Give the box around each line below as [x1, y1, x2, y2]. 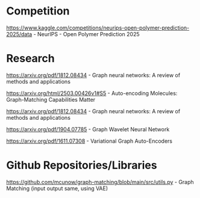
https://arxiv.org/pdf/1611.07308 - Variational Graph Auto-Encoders [6, 137, 173, 144]
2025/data [6, 30, 33, 37]
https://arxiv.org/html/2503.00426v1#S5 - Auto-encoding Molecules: [6, 89, 178, 97]
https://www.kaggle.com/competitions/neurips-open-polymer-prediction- [6, 24, 190, 31]
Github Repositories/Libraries [6, 158, 158, 172]
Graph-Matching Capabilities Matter [6, 96, 96, 103]
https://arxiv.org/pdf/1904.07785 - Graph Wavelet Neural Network [6, 125, 170, 133]
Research [6, 52, 55, 66]
